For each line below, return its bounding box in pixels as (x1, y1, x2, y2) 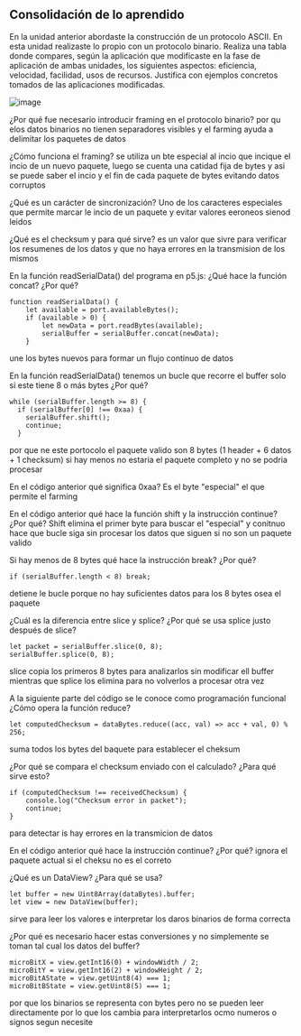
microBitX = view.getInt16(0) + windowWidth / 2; (9, 957, 200, 967)
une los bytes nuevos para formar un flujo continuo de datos (9, 352, 234, 364)
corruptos (9, 180, 47, 190)
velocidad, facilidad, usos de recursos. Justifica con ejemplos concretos (9, 69, 278, 80)
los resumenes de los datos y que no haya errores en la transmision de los (9, 243, 286, 254)
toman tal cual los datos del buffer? (9, 940, 141, 951)
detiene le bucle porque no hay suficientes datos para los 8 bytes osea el (9, 587, 282, 598)
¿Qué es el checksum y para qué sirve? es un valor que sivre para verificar (9, 234, 287, 245)
